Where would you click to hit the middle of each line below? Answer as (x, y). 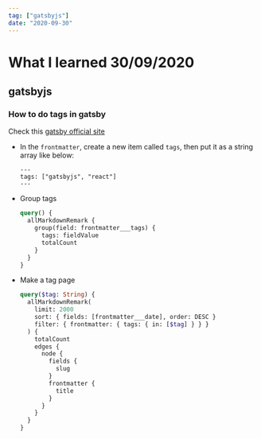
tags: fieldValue (70, 235)
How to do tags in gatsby (57, 114)
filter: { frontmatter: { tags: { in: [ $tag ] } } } (122, 324)
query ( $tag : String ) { (57, 295)
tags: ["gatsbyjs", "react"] (68, 177)
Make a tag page (47, 280)
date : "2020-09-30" (41, 23)
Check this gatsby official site (56, 131)
